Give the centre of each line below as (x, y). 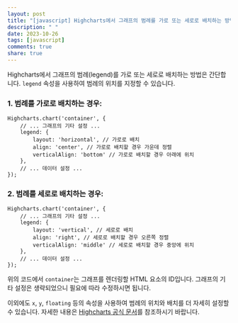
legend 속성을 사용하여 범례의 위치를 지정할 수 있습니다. (99, 83)
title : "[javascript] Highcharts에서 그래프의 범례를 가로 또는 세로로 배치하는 (114, 21)
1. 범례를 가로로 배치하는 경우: (55, 103)
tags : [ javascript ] (36, 40)
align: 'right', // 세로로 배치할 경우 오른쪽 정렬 (101, 238)
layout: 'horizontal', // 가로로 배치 (86, 140)
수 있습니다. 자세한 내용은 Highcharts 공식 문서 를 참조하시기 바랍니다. (103, 312)
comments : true (30, 47)
